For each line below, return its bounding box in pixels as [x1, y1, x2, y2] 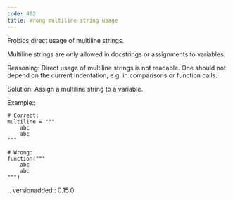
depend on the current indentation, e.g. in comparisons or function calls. [7, 71, 218, 80]
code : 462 [7, 10, 37, 18]
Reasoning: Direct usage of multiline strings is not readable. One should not [7, 63, 227, 72]
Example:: [7, 98, 37, 106]
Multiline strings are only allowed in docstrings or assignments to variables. [7, 50, 226, 58]
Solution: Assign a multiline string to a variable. [7, 85, 143, 93]
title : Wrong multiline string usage [7, 17, 118, 24]
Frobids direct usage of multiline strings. [7, 36, 125, 44]
